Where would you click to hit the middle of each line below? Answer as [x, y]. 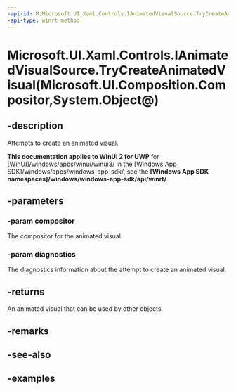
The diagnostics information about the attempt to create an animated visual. [117, 270]
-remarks [28, 331]
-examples [31, 379]
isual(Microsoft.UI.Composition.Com [117, 85]
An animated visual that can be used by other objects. [85, 309]
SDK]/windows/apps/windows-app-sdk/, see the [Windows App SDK [108, 171]
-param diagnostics [41, 255]
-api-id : [20, 14]
